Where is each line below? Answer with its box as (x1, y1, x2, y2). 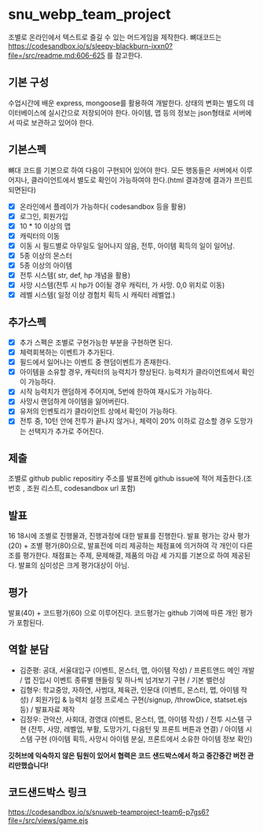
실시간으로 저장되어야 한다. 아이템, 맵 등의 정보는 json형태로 (48, 108, 232, 117)
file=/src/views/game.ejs (8, 815, 89, 825)
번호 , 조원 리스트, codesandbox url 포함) (8, 484, 136, 493)
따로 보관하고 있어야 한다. (16, 118, 94, 127)
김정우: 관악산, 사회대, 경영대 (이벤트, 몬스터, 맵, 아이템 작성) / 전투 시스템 (19, 714, 245, 724)
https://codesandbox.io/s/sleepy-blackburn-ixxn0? (8, 41, 173, 50)
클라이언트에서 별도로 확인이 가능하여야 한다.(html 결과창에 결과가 (31, 175, 232, 185)
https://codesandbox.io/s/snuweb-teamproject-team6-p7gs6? (8, 807, 210, 817)
